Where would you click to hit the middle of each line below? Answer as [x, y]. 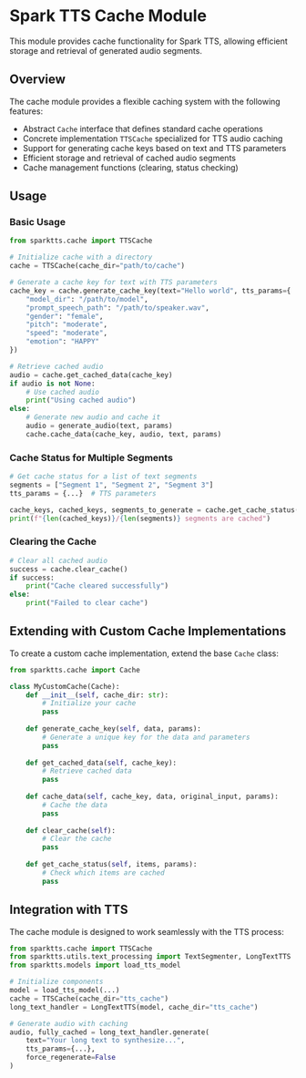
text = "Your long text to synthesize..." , [105, 1041]
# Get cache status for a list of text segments [103, 477]
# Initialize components [56, 982]
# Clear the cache [77, 839]
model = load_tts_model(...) [65, 991]
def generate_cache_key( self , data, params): [114, 729]
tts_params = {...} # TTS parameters [83, 493]
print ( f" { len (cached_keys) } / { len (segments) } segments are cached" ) [140, 518]
